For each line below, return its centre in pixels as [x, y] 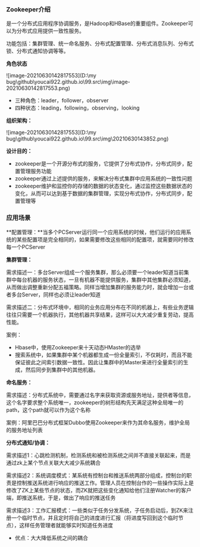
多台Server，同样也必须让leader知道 [56, 294]
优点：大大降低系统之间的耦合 [51, 537]
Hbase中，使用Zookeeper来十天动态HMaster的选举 [78, 347]
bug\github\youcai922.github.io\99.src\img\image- [68, 82]
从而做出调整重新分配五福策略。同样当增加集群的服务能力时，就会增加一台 [97, 287]
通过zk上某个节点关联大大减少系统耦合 [54, 462]
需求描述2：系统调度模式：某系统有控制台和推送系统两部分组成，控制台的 [96, 475]
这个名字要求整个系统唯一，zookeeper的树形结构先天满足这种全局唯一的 [95, 402]
